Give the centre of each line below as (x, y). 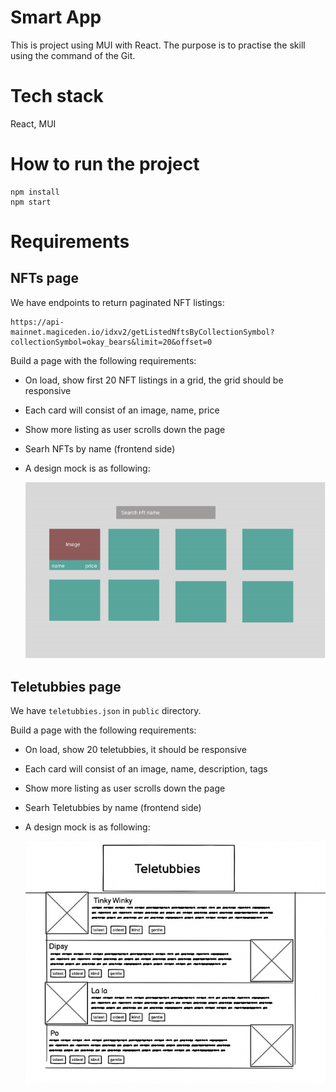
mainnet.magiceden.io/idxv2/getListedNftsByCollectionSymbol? (142, 332)
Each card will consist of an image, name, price (122, 410)
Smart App (56, 17)
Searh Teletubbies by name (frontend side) (113, 808)
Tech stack (57, 96)
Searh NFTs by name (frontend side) (100, 448)
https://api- (37, 322)
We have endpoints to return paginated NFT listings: (117, 302)
